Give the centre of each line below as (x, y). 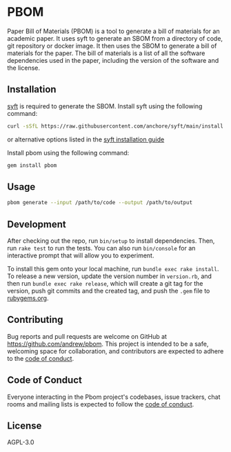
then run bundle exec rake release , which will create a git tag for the (105, 283)
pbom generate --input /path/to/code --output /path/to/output (100, 203)
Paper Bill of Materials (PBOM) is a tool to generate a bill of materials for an (113, 31)
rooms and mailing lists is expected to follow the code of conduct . (101, 404)
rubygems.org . (28, 298)
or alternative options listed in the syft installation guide (86, 139)
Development (37, 224)
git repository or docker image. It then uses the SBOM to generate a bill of (112, 46)
